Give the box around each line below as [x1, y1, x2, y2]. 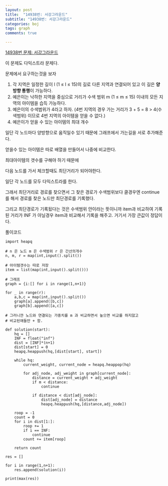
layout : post [5, 7, 33, 13]
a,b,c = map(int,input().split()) [14, 295, 86, 300]
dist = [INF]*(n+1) [14, 340, 55, 345]
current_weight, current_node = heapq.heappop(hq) [23, 362, 131, 367]
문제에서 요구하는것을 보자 [5, 71, 57, 77]
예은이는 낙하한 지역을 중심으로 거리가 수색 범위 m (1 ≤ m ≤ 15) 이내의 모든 [12, 94, 158, 100]
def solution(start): [5, 327, 51, 332]
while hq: [14, 358, 35, 363]
